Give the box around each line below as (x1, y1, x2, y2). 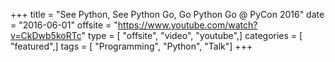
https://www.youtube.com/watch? (117, 19, 258, 31)
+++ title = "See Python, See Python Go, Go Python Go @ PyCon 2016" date (10, 9, 325, 20)
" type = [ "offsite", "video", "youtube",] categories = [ (81, 30, 303, 41)
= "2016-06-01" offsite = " (10, 19, 118, 31)
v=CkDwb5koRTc (10, 30, 82, 41)
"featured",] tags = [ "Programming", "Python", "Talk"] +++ (10, 40, 253, 52)
